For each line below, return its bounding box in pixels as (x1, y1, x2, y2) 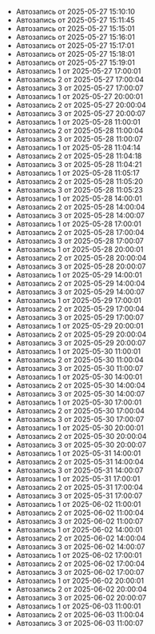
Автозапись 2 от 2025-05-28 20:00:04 (15, 253, 147, 262)
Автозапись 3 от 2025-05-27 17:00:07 (15, 83, 144, 93)
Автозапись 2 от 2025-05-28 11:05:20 (15, 177, 144, 186)
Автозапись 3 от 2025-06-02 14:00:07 (15, 542, 145, 551)
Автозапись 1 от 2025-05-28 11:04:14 (15, 143, 141, 152)
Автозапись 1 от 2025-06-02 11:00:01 (15, 500, 141, 508)
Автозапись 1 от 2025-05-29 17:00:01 (15, 296, 141, 305)
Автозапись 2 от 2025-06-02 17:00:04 (15, 559, 145, 568)
